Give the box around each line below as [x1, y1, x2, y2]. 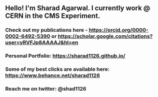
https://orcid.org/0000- [88, 27, 148, 34]
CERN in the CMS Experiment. [5, 12, 100, 20]
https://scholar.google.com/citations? [57, 33, 153, 40]
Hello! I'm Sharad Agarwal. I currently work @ [5, 4, 150, 12]
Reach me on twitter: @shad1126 [5, 86, 86, 93]
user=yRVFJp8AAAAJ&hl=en [5, 39, 78, 46]
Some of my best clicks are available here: [5, 66, 110, 73]
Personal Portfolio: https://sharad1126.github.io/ [5, 52, 125, 59]
